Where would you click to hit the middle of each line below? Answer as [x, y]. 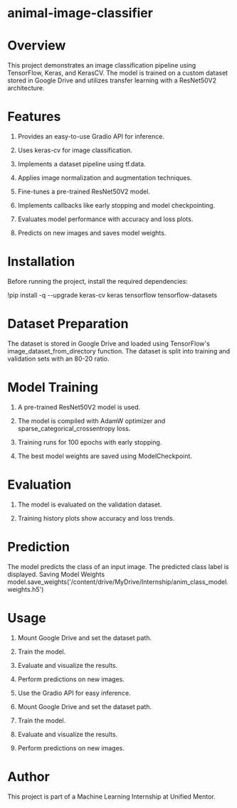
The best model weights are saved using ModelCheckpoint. [105, 456]
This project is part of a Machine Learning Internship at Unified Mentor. [111, 796]
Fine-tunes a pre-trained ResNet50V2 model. [84, 192]
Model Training [53, 387]
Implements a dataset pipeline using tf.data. [81, 164]
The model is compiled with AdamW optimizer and [91, 420]
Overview [37, 46]
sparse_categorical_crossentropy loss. [74, 428]
